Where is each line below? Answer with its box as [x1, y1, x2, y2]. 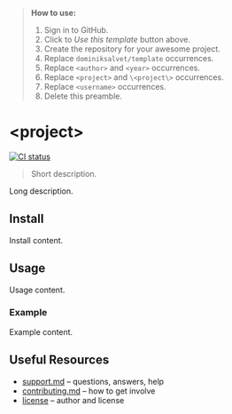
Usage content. [9, 284, 66, 295]
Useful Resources [9, 353, 110, 368]
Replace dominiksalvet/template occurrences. [43, 53, 214, 63]
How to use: [30, 8, 77, 18]
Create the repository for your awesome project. [43, 44, 220, 54]
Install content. [9, 235, 64, 245]
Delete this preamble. [43, 91, 122, 101]
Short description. [30, 168, 97, 179]
